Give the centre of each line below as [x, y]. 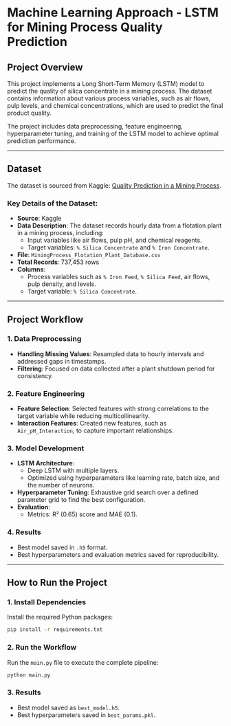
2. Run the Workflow [42, 648]
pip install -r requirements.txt [55, 630]
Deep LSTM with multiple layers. [73, 471]
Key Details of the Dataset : [53, 203]
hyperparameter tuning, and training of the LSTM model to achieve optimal [113, 133]
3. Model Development [46, 448]
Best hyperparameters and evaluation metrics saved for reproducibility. [118, 554]
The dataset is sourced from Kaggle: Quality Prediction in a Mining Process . [114, 185]
